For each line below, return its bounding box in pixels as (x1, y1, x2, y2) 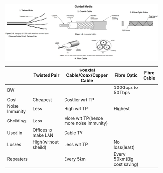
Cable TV (64, 130, 83, 136)
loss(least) (114, 144, 135, 150)
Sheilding (7, 118, 26, 123)
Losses (7, 142, 22, 148)
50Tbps (114, 90, 130, 96)
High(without (33, 139, 59, 145)
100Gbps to (114, 85, 138, 90)
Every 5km (64, 156, 86, 162)
